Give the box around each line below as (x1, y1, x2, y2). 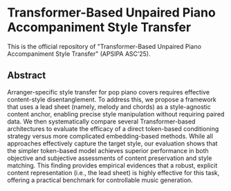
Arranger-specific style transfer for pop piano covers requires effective (7, 88, 210, 96)
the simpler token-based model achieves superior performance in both (7, 146, 209, 154)
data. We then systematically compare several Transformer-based (7, 117, 196, 125)
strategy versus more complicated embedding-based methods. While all (7, 132, 213, 140)
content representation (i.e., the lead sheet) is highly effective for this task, (7, 168, 220, 177)
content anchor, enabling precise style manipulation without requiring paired (7, 110, 225, 118)
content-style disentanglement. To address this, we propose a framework (7, 95, 216, 103)
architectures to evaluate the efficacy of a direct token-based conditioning (7, 124, 219, 132)
